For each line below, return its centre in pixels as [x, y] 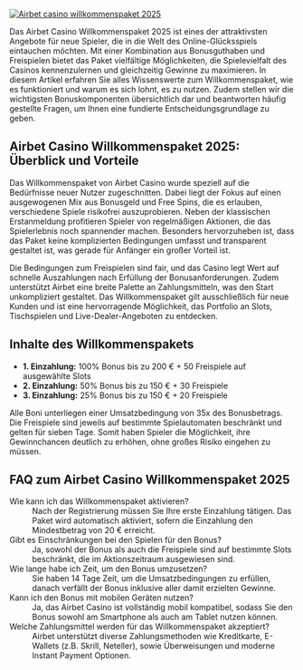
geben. [23, 118]
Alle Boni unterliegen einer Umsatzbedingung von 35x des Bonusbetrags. [146, 413]
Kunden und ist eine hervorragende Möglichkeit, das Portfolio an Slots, [141, 306]
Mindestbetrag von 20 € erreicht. [94, 530]
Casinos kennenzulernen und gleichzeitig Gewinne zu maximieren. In [138, 70]
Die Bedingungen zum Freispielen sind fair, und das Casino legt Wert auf [144, 267]
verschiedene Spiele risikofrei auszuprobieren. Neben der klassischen [140, 211]
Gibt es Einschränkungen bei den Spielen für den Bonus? [115, 540]
